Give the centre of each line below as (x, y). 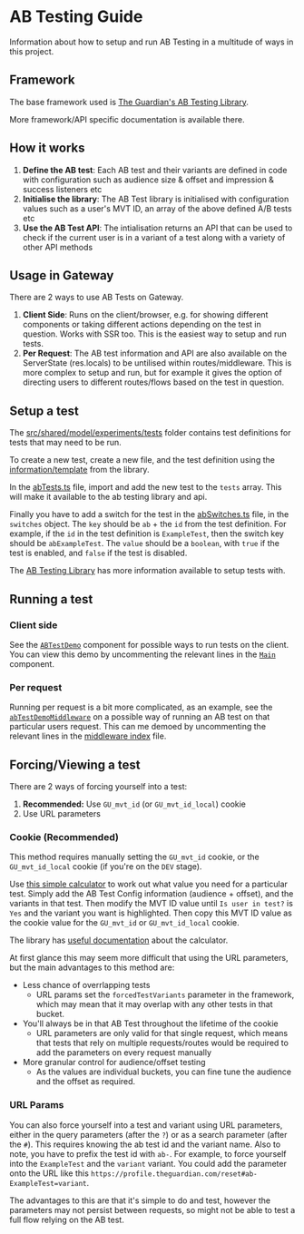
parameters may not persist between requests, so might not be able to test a (152, 1210)
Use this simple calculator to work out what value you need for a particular (149, 884)
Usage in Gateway (62, 275)
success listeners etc (62, 189)
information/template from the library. (79, 470)
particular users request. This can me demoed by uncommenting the (137, 727)
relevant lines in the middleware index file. (88, 736)
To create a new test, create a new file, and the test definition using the (142, 460)
